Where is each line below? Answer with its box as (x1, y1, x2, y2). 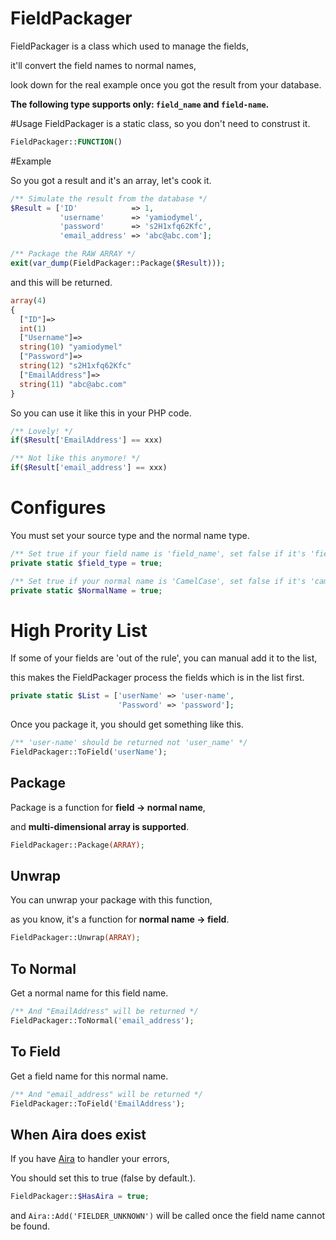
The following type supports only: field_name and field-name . (10, 98, 270, 110)
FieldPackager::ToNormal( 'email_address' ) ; (10, 1016, 195, 1026)
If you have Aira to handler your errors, (10, 1153, 170, 1165)
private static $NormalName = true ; (10, 585, 163, 596)
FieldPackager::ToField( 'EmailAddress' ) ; (10, 1098, 186, 1109)
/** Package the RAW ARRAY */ (10, 249, 137, 259)
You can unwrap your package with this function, (10, 894, 213, 906)
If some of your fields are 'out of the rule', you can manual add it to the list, (10, 652, 318, 664)
